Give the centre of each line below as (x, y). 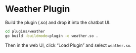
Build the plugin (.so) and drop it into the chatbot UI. (58, 22)
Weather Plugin (38, 9)
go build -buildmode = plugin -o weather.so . (52, 36)
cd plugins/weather (25, 31)
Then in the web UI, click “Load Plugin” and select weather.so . (68, 45)
